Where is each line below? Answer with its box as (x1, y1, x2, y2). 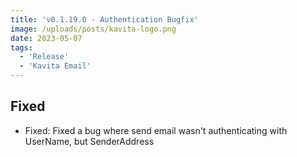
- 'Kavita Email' (19, 61, 92, 71)
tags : (10, 42, 33, 53)
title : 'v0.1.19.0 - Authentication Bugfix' (10, 14, 199, 25)
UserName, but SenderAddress (24, 135, 155, 147)
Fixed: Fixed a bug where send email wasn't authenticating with (24, 124, 288, 136)
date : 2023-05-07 (10, 33, 83, 43)
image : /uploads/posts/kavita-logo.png (10, 24, 177, 34)
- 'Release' (19, 52, 70, 62)
